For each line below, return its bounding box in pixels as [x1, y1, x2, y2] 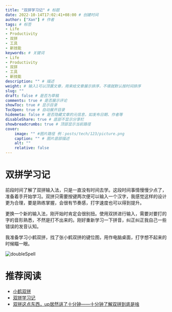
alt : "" [14, 141, 31, 146]
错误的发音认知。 [5, 223, 41, 229]
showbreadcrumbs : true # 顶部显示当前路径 [5, 121, 91, 127]
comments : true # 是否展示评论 [5, 98, 68, 103]
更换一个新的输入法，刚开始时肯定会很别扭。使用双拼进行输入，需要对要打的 [5, 210, 167, 216]
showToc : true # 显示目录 [5, 103, 58, 108]
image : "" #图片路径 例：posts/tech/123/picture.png [14, 131, 125, 136]
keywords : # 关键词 [5, 50, 45, 55]
